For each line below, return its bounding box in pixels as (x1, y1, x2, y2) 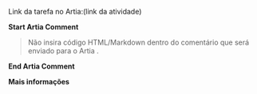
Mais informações (8, 77, 70, 86)
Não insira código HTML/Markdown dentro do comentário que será (27, 37, 250, 47)
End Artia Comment (8, 61, 75, 71)
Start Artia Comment (8, 22, 79, 31)
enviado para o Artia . (27, 46, 99, 55)
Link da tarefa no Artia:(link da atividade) (8, 7, 142, 16)
